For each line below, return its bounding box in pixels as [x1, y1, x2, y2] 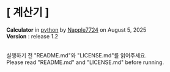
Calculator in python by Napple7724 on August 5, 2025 [6, 26, 147, 34]
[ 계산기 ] [6, 5, 50, 20]
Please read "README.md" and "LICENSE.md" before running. [6, 59, 164, 66]
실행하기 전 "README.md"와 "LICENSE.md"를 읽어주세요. [6, 51, 147, 59]
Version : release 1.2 [6, 32, 58, 40]
